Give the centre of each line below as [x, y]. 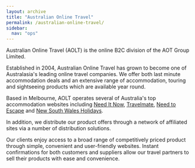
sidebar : [17, 28]
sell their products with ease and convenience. [63, 159]
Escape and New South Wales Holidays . [55, 111]
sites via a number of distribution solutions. [58, 129]
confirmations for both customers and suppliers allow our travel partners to [97, 152]
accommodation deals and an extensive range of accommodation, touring [96, 81]
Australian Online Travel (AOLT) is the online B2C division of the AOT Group [98, 50]
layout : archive [26, 11]
